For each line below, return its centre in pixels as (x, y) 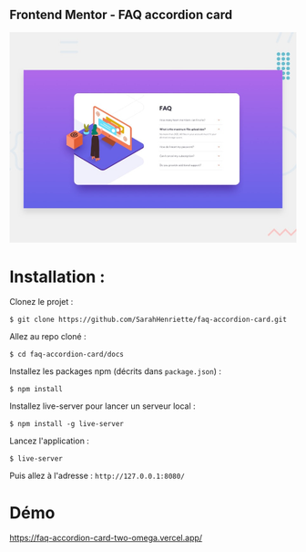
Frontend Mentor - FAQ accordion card (121, 15)
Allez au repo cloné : (48, 337)
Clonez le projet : (41, 302)
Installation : (57, 276)
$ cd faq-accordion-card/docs (67, 355)
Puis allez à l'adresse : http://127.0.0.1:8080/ (97, 476)
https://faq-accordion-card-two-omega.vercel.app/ (106, 538)
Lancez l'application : (49, 441)
